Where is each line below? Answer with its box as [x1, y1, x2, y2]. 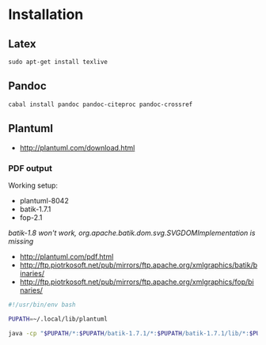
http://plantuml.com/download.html [19, 142, 135, 152]
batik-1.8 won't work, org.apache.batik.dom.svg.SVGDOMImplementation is [8, 228, 256, 237]
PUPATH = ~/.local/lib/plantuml [8, 315, 108, 323]
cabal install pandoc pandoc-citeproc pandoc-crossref [8, 100, 193, 108]
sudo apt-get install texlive [8, 58, 108, 66]
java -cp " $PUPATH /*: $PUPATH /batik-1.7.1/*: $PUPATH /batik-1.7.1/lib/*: [8, 329, 249, 337]
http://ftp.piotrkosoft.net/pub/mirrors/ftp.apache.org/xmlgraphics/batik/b [19, 260, 258, 270]
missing [8, 236, 34, 246]
